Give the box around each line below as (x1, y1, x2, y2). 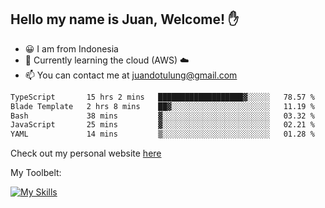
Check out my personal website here (10, 147, 162, 160)
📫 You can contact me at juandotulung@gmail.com (24, 69, 238, 81)
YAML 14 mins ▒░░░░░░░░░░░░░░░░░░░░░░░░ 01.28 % (10, 129, 315, 140)
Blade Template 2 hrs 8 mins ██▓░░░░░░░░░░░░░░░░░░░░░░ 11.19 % (10, 101, 315, 111)
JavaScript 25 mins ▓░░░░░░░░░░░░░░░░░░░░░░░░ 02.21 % (10, 120, 315, 130)
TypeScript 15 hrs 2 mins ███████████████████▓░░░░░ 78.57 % (10, 92, 315, 102)
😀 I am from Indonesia (24, 42, 119, 55)
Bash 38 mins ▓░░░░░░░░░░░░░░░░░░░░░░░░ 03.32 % (10, 111, 315, 121)
